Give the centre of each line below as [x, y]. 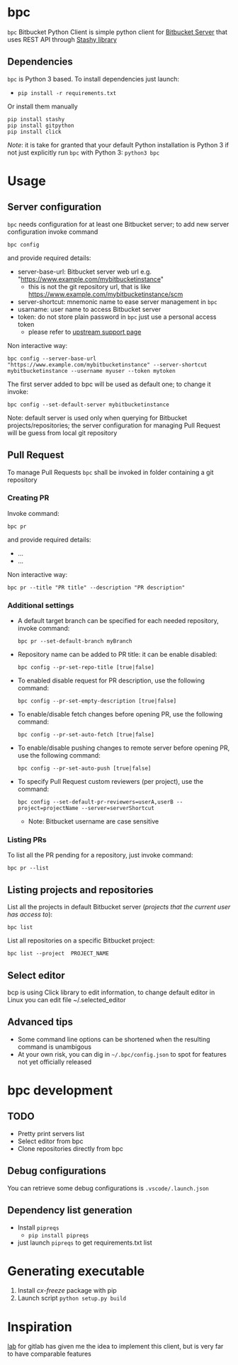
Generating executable [76, 1271]
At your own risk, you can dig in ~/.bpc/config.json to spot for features [122, 1054]
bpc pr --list [28, 868]
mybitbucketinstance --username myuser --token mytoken [91, 371]
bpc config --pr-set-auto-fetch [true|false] [86, 735]
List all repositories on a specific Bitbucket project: [81, 940]
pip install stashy [36, 119]
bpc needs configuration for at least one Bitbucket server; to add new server [118, 224]
